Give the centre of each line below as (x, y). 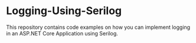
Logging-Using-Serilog (64, 11)
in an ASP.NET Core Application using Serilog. (62, 33)
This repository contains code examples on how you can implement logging (98, 27)
